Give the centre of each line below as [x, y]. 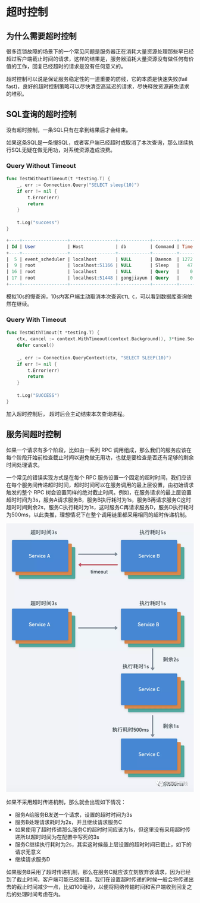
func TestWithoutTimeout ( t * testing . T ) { [58, 179]
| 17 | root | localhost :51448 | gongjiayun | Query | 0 [100, 278]
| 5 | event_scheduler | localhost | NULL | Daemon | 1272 [100, 259]
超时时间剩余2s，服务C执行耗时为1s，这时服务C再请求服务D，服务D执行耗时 [100, 507]
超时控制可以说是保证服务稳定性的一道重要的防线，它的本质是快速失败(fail [97, 79]
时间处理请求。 [24, 465]
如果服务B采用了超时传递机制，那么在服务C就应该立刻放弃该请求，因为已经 [99, 872]
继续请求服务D [32, 860]
